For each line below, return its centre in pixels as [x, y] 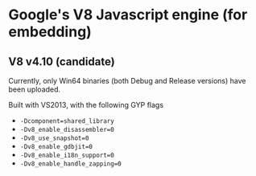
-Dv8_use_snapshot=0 [54, 138]
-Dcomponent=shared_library [67, 121]
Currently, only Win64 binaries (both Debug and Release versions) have [127, 81]
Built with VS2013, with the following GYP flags [86, 105]
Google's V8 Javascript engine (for [128, 15]
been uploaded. [35, 89]
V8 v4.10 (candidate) [62, 61]
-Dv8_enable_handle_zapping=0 [71, 164]
